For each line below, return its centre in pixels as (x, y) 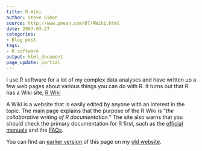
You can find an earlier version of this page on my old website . (84, 141)
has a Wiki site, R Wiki (34, 92)
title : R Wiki (24, 12)
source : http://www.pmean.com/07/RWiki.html (63, 23)
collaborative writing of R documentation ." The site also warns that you (95, 117)
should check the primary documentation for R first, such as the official (95, 123)
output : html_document (35, 57)
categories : (21, 34)
